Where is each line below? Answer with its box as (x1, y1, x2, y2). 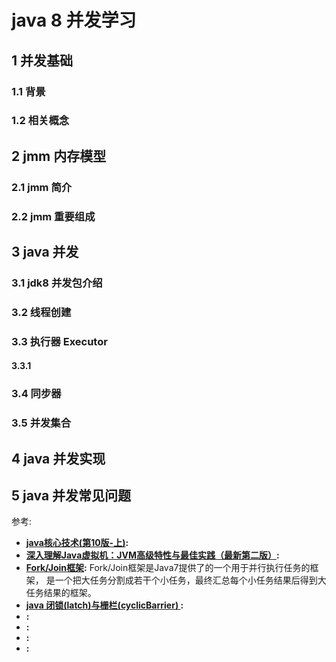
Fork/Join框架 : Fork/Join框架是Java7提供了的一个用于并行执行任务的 (25, 562, 311, 574)
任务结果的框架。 (25, 587, 97, 599)
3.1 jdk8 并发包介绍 (11, 276, 103, 290)
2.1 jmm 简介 (11, 180, 73, 194)
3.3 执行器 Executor (11, 334, 108, 348)
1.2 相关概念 (11, 114, 70, 128)
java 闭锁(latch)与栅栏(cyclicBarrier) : (25, 599, 184, 611)
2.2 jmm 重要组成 (11, 209, 96, 223)
